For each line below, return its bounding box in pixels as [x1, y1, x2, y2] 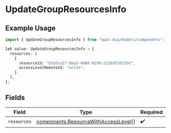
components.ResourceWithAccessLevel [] [36, 118, 136, 125]
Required [140, 108, 163, 115]
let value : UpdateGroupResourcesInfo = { [5, 46, 95, 51]
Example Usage [5, 24, 56, 32]
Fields [5, 93, 25, 102]
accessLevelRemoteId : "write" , [18, 65, 85, 71]
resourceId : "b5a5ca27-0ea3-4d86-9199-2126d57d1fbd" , [18, 60, 136, 65]
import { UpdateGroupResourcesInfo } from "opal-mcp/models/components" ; [5, 37, 165, 42]
